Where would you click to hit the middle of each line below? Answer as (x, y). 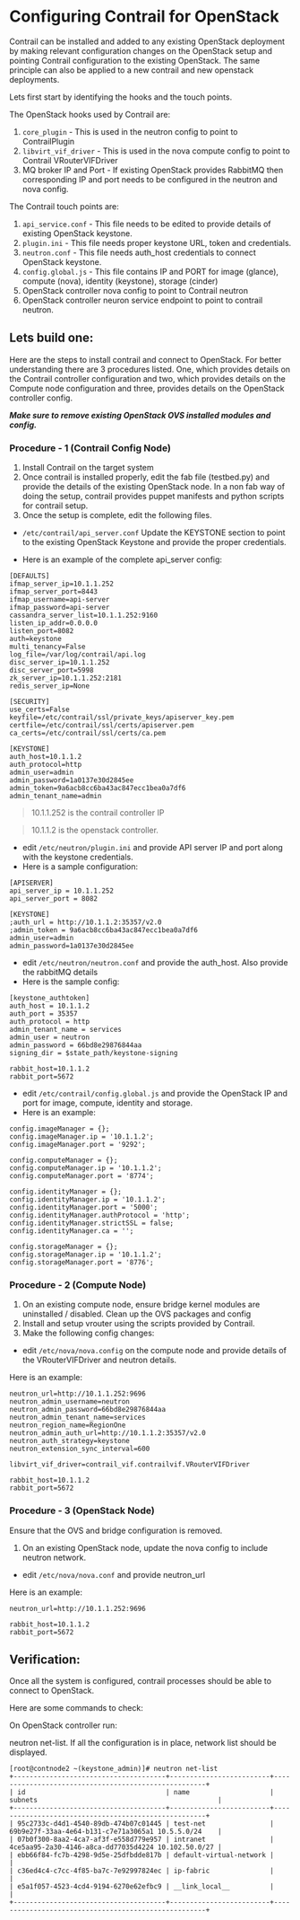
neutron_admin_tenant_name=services (77, 1418)
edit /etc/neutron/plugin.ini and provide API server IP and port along (153, 848)
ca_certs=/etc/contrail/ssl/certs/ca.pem (88, 734)
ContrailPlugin (48, 141)
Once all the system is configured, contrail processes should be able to (140, 1681)
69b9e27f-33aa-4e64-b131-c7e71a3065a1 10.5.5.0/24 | (116, 1832)
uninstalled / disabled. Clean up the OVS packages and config (137, 1314)
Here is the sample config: (71, 982)
